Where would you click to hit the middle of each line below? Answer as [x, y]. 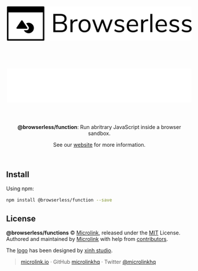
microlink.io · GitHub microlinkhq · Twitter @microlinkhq [88, 262]
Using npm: [20, 189]
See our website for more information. [99, 144]
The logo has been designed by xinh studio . [60, 250]
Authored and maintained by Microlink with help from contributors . [87, 239]
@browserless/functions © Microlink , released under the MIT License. [93, 233]
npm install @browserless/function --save [59, 200]
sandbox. [99, 133]
